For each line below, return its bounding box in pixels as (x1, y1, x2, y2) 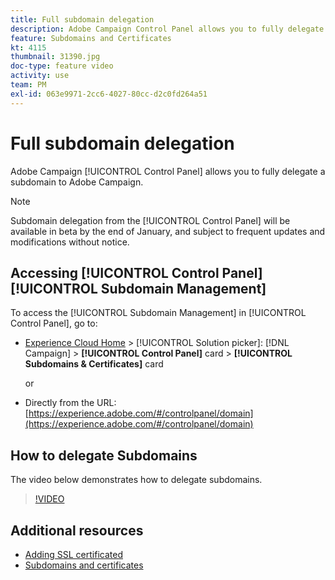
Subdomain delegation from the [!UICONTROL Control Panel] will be (10, 214, 291, 226)
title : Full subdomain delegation (10, 14, 155, 25)
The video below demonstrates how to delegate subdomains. (10, 474, 263, 486)
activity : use (10, 71, 70, 81)
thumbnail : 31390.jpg (10, 52, 101, 62)
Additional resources (10, 522, 144, 539)
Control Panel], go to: (10, 317, 98, 330)
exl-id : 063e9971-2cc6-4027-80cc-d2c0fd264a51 (10, 89, 208, 99)
